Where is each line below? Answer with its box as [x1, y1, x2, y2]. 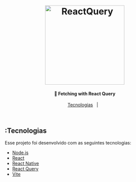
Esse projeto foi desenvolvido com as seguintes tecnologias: [5, 140, 131, 146]
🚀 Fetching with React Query [54, 90, 116, 96]
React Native [12, 160, 39, 167]
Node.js [12, 150, 29, 156]
